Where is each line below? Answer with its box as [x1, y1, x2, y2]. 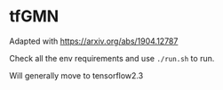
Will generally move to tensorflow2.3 [9, 70, 144, 81]
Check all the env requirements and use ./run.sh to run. [9, 53, 215, 63]
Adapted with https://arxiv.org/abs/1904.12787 [9, 36, 179, 46]
